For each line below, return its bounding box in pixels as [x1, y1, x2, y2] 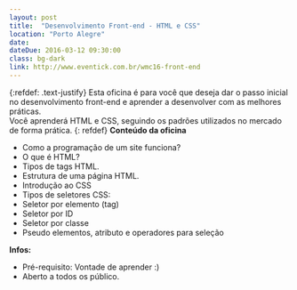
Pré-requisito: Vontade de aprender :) [21, 262, 160, 272]
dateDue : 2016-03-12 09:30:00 [9, 46, 122, 55]
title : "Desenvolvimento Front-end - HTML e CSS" [9, 21, 201, 30]
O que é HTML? [21, 151, 80, 162]
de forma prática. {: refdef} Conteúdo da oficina [9, 125, 187, 135]
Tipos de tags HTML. [21, 161, 100, 172]
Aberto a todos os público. [21, 270, 120, 281]
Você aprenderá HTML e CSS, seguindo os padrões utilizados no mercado [9, 115, 283, 125]
